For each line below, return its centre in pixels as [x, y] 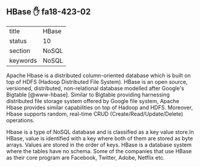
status [18, 41]
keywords [23, 60]
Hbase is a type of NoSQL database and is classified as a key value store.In [100, 132]
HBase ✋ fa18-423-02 [49, 12]
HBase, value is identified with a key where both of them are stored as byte [100, 138]
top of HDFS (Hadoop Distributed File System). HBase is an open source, [97, 81]
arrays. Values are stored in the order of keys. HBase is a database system [99, 145]
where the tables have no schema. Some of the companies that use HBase [99, 151]
